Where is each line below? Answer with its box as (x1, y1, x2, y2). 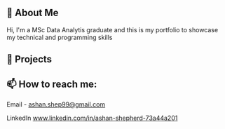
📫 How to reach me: (6, 78, 97, 90)
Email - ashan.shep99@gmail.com (6, 100, 106, 109)
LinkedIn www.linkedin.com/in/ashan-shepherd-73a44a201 (6, 114, 178, 123)
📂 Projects (6, 53, 53, 65)
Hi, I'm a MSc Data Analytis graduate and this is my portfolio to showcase (6, 25, 219, 34)
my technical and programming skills (6, 33, 113, 41)
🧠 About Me (6, 7, 59, 19)
